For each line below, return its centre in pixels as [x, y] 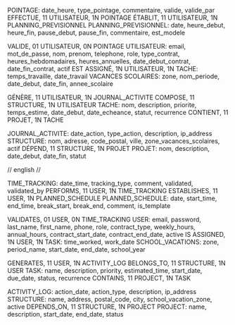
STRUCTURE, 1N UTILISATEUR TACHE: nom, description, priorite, [102, 105]
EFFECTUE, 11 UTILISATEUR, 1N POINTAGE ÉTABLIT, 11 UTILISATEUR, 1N [113, 18]
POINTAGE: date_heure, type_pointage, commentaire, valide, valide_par [111, 10]
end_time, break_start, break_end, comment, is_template [89, 206]
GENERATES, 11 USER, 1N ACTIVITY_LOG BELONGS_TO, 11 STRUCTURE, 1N [116, 263]
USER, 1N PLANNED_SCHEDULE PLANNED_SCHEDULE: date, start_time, [112, 198]
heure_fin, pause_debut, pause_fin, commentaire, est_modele [96, 32]
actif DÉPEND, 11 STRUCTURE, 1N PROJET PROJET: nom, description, [108, 148]
